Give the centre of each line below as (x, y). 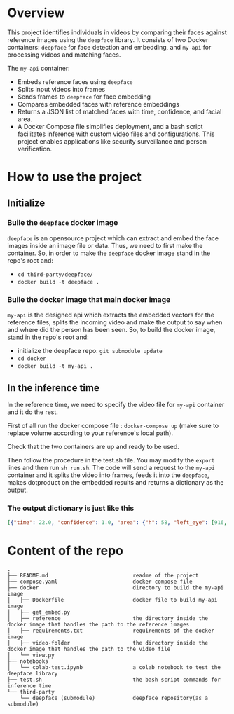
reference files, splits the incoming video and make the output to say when (115, 322)
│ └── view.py (31, 655)
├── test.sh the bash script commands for (114, 680)
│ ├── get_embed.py (39, 612)
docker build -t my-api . (55, 366)
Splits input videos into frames (61, 89)
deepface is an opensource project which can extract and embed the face (113, 238)
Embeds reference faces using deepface (75, 81)
